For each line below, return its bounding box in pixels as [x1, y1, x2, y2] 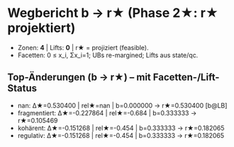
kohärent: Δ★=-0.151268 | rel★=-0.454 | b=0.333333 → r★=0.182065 [17, 124, 225, 132]
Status [7, 83, 38, 95]
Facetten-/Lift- [152, 71, 220, 83]
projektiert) [7, 20, 76, 36]
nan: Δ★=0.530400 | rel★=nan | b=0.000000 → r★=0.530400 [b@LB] [17, 101, 228, 110]
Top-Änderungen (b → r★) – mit [7, 71, 151, 83]
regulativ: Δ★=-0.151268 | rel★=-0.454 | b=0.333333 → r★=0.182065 [17, 131, 225, 139]
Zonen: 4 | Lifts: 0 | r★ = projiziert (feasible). [17, 43, 149, 52]
